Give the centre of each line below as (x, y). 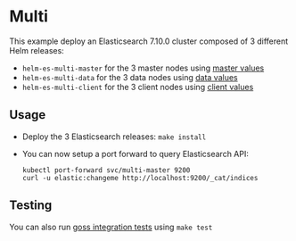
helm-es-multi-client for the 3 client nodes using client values (138, 87)
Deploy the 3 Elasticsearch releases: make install (114, 137)
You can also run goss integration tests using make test (111, 227)
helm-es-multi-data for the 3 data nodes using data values (130, 77)
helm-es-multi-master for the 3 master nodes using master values (143, 68)
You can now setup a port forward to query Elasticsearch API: (136, 154)
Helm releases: (37, 50)
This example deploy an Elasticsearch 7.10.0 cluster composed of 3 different (149, 41)
